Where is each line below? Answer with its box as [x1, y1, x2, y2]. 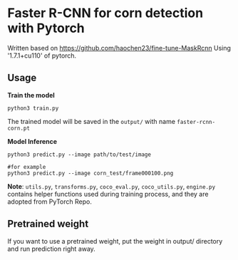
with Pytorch [7, 20, 86, 36]
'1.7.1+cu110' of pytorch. [7, 51, 77, 60]
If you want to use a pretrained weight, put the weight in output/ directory [7, 236, 223, 245]
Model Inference [7, 137, 58, 145]
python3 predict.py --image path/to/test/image [7, 151, 152, 158]
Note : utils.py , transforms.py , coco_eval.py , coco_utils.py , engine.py [7, 182, 216, 190]
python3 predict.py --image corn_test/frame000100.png [7, 170, 174, 177]
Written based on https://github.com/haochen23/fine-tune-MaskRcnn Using [7, 43, 232, 52]
